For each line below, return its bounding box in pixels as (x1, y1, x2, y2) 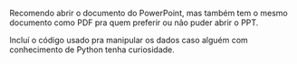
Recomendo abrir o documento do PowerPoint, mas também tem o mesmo (9, 8, 288, 18)
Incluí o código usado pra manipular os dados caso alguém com (9, 35, 249, 45)
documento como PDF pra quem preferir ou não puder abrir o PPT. (9, 17, 259, 28)
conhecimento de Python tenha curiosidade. (9, 44, 175, 55)
